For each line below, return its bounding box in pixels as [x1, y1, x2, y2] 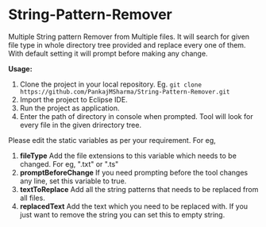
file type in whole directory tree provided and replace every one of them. [8, 40, 246, 49]
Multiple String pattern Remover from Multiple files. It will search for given [8, 32, 250, 41]
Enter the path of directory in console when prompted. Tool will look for [19, 111, 253, 121]
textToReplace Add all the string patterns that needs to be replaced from [19, 184, 259, 194]
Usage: [8, 63, 33, 73]
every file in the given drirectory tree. [19, 120, 141, 129]
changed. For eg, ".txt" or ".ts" [19, 159, 119, 168]
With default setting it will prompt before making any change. [8, 48, 208, 58]
